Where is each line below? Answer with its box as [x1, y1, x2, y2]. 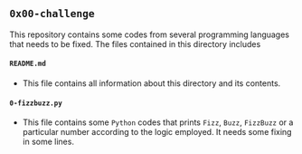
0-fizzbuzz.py [9, 99, 63, 108]
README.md [9, 59, 47, 69]
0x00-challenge [9, 7, 95, 21]
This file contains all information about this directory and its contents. [22, 78, 281, 89]
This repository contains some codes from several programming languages [9, 29, 290, 40]
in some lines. [22, 136, 75, 148]
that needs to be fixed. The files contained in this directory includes [9, 38, 261, 49]
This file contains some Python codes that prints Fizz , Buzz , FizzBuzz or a [22, 117, 294, 128]
